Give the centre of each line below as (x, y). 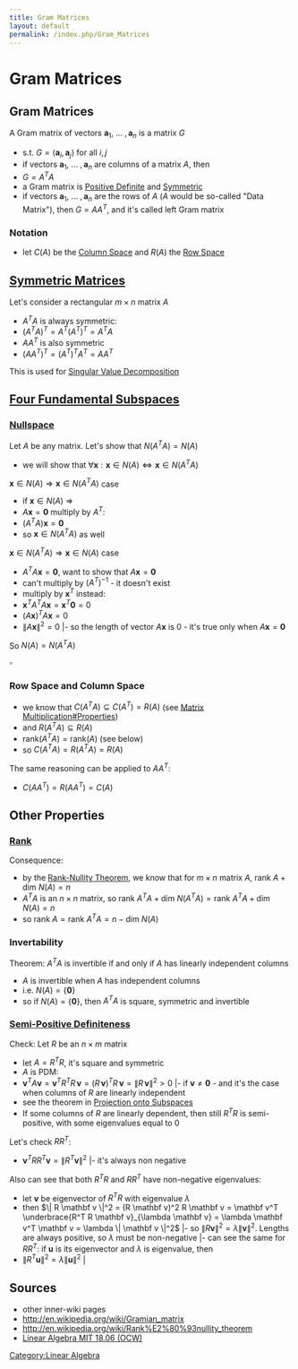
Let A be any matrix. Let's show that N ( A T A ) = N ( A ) (104, 445)
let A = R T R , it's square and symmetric (93, 1062)
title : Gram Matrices (50, 17)
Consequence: (36, 860)
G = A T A (38, 177)
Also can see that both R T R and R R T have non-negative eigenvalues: (136, 1178)
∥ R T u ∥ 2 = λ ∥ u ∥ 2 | (54, 1259)
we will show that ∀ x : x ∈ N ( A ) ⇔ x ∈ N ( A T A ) (110, 464)
